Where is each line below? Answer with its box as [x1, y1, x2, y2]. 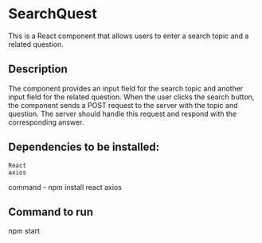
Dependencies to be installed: [8, 141, 160, 154]
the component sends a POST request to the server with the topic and [8, 100, 238, 110]
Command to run [8, 205, 94, 218]
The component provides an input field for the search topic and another [8, 83, 244, 93]
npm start [8, 226, 41, 236]
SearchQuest [8, 5, 97, 23]
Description [8, 63, 68, 76]
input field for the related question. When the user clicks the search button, [8, 92, 255, 102]
